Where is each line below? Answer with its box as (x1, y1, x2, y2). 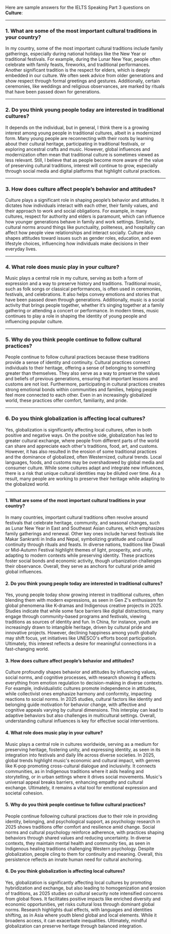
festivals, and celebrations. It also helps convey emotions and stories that (5, 291, 159, 298)
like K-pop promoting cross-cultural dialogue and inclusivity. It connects (5, 763, 156, 769)
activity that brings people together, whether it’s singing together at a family (5, 302, 164, 308)
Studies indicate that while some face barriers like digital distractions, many (5, 608, 164, 614)
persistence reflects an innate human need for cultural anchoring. (5, 856, 143, 862)
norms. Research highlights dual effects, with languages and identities (5, 907, 153, 913)
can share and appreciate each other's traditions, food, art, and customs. (5, 443, 159, 449)
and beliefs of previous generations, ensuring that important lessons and (5, 376, 158, 382)
